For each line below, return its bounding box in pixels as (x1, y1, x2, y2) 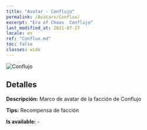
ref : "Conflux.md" (6, 36, 51, 42)
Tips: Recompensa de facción (6, 107, 79, 114)
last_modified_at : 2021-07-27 (6, 25, 81, 31)
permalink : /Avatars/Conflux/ (6, 14, 81, 20)
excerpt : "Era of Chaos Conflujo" (6, 19, 93, 25)
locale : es (6, 30, 33, 36)
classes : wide (6, 47, 41, 53)
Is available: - (6, 118, 40, 125)
